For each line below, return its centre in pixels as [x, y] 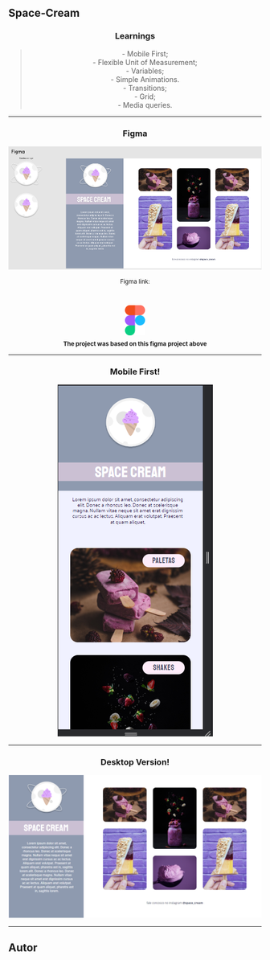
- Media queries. [145, 105]
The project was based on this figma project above [135, 344]
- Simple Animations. [145, 79]
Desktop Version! [135, 761]
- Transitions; [145, 88]
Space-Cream [44, 13]
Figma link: [135, 282]
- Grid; [145, 96]
